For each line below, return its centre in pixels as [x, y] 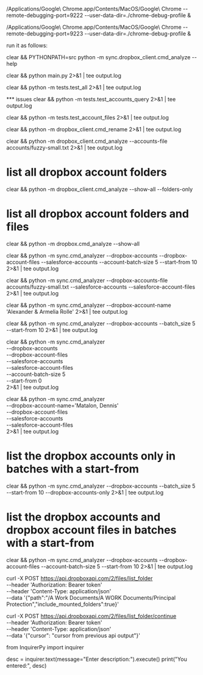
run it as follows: [27, 45]
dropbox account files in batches [91, 530]
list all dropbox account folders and [98, 214]
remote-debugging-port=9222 [45, 15]
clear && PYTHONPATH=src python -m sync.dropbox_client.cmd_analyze [98, 57]
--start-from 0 [24, 380]
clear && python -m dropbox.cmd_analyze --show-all [73, 244]
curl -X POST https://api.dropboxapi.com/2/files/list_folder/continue [91, 616]
